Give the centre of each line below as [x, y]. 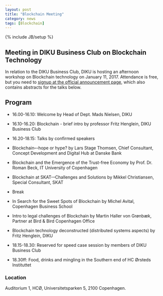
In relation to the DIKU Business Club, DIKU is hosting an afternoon [72, 72]
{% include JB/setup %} [29, 37]
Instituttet [22, 265]
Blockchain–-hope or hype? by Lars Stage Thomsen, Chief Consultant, [83, 148]
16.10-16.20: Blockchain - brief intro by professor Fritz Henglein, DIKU [82, 124]
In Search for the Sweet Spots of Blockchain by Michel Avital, [73, 201]
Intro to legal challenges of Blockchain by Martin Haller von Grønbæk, [82, 216]
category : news [20, 19]
